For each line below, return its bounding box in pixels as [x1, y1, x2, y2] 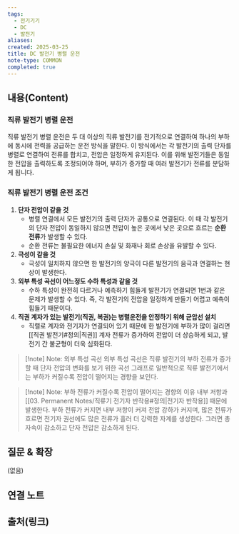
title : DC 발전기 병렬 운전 [7, 51, 81, 58]
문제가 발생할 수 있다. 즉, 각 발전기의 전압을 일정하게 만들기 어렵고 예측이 [28, 294, 230, 303]
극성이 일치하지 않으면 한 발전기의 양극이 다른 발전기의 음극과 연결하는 [28, 258, 223, 268]
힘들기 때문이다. [28, 303, 73, 312]
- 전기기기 [14, 17, 41, 24]
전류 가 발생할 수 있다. [28, 232, 88, 241]
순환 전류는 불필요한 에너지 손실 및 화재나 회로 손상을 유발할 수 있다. [28, 241, 217, 250]
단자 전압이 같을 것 [17, 205, 69, 214]
